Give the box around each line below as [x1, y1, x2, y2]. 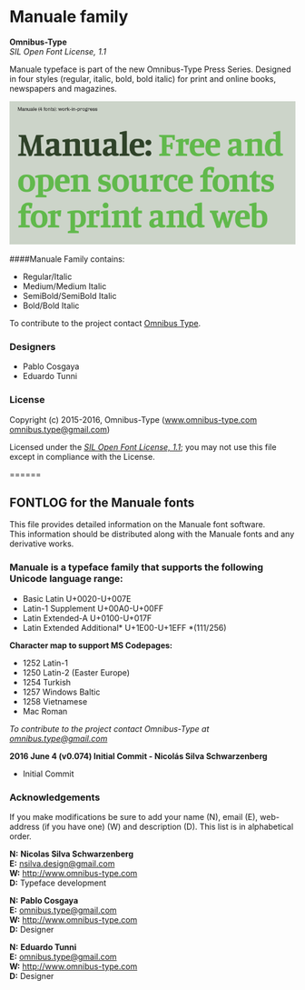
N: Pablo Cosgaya [9, 895, 79, 905]
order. [9, 830, 32, 842]
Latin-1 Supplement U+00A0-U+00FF [22, 603, 164, 614]
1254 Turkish [22, 676, 71, 687]
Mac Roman [22, 705, 68, 716]
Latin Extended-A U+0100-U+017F [22, 612, 152, 624]
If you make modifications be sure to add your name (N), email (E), [9, 811, 259, 822]
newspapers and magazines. [9, 83, 118, 94]
